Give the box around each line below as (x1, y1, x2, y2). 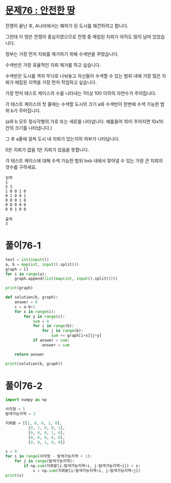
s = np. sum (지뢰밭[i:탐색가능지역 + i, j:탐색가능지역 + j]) (32, 468, 141, 473)
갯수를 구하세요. (5, 164, 37, 170)
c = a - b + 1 (14, 304, 36, 309)
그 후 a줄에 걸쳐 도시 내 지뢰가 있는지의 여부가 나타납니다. (5, 136, 120, 142)
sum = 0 (32, 319, 50, 324)
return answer (14, 351, 45, 357)
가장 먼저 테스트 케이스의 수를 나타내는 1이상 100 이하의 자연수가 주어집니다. (5, 90, 157, 96)
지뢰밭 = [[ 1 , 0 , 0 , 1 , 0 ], (5, 421, 62, 426)
